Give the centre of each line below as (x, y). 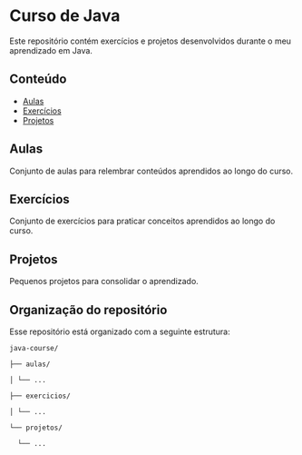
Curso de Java (65, 16)
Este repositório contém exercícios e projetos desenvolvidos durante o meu (151, 41)
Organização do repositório (88, 310)
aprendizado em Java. (51, 50)
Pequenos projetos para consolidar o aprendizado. (104, 282)
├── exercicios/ (40, 396)
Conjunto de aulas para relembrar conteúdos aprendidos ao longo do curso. (151, 171)
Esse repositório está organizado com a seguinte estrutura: (120, 331)
